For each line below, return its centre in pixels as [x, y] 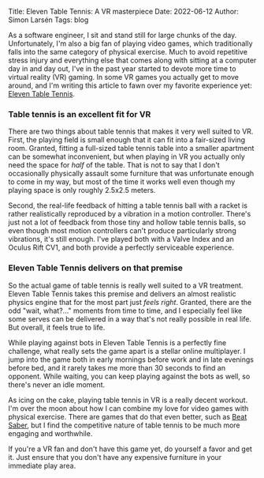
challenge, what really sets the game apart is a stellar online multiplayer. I [127, 351]
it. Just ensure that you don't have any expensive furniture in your [115, 457]
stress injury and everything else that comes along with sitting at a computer [132, 60]
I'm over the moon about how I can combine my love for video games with [128, 408]
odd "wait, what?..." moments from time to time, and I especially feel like [125, 311]
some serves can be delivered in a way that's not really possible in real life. [130, 318]
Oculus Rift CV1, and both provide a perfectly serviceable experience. [121, 247]
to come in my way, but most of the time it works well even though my [122, 182]
